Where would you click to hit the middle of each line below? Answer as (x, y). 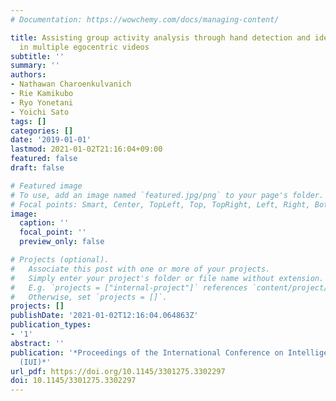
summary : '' (35, 66)
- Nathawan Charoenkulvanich (71, 84)
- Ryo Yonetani (42, 102)
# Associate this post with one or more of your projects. (140, 269)
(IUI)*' (35, 362)
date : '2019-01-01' (51, 140)
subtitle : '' (37, 56)
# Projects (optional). (60, 260)
